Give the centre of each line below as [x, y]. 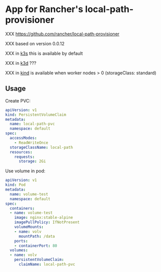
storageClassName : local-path [41, 147]
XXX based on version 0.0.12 [35, 43]
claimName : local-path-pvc [47, 264]
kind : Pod [16, 185]
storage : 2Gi [32, 161]
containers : [22, 208]
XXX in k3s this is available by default [44, 53]
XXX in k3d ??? [21, 63]
